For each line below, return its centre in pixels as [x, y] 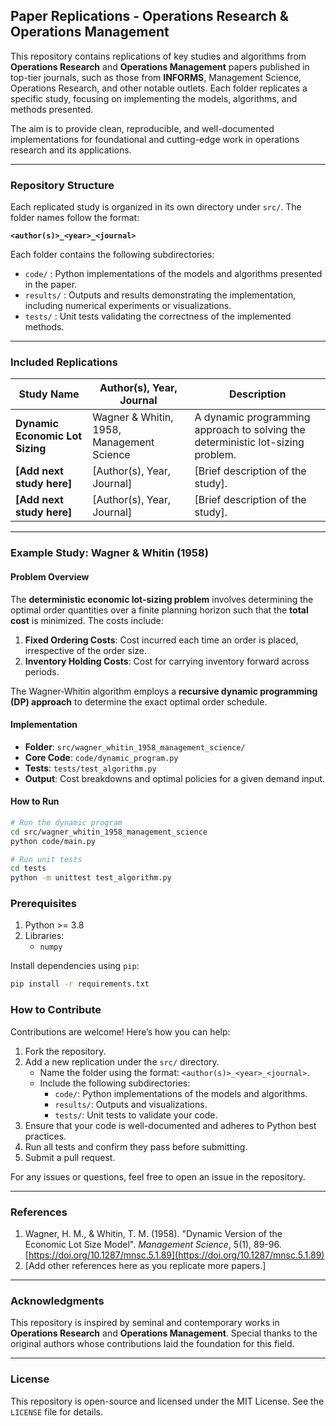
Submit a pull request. [70, 1157]
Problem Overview [50, 576]
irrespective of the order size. [86, 650]
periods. [42, 671]
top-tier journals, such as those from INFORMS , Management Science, [156, 77]
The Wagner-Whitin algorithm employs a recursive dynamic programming [164, 691]
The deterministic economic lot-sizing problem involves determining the [162, 599]
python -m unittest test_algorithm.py [91, 878]
